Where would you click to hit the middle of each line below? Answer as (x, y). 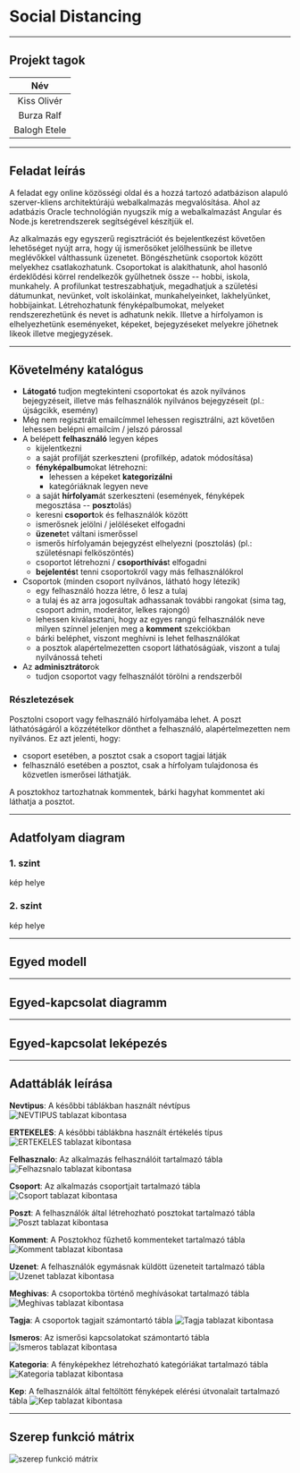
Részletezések (42, 699)
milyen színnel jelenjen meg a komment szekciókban (133, 629)
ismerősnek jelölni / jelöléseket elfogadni (110, 524)
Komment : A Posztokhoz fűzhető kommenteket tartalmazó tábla (127, 1240)
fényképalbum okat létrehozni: (92, 468)
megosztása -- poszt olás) (83, 505)
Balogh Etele (40, 130)
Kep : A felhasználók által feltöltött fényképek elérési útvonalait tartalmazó (145, 1391)
